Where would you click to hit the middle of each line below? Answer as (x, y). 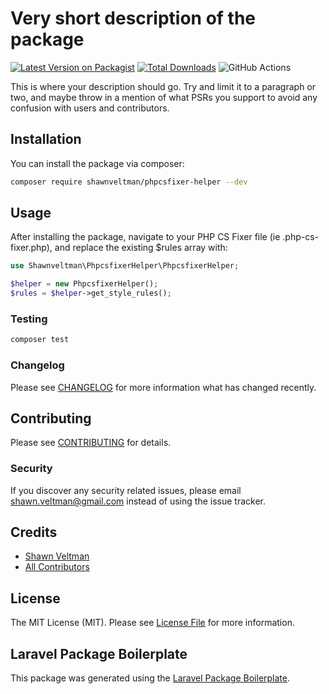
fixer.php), (31, 248)
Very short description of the (133, 18)
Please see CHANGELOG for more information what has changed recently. (163, 387)
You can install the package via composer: (97, 163)
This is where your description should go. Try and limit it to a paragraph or (163, 86)
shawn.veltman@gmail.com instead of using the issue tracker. (138, 501)
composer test (40, 340)
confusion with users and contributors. (90, 108)
